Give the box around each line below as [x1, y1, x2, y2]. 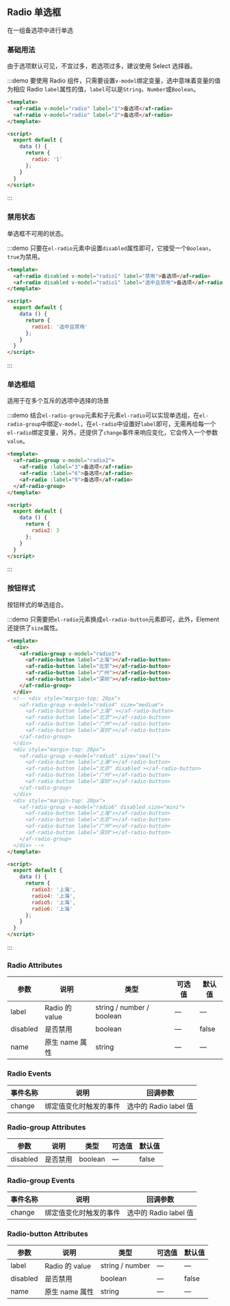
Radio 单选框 [7, 6, 62, 19]
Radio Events [7, 1069, 52, 1078]
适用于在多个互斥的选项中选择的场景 [7, 397, 110, 405]
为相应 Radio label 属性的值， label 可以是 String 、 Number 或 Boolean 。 [7, 85, 200, 93]
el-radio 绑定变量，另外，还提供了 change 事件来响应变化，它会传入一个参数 [7, 428, 218, 436]
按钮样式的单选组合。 [7, 600, 67, 608]
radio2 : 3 [31, 527, 60, 534]
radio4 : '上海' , [31, 892, 76, 899]
